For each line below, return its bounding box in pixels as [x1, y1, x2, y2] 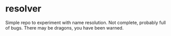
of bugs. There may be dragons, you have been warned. [5, 24, 124, 30]
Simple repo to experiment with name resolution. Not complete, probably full [5, 19, 166, 25]
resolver [5, 3, 42, 14]
